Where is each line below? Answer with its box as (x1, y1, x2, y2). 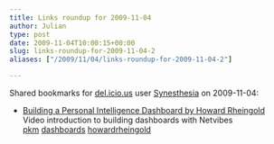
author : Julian (9, 22, 67, 31)
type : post (9, 30, 51, 39)
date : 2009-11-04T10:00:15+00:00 (9, 38, 136, 48)
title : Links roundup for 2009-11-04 (9, 13, 152, 22)
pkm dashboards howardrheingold (22, 124, 152, 135)
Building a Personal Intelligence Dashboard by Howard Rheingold (22, 105, 265, 115)
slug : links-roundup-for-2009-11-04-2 (9, 47, 156, 56)
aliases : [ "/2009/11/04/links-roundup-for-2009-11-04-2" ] (9, 55, 232, 64)
